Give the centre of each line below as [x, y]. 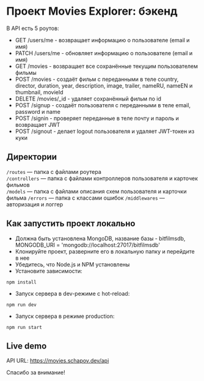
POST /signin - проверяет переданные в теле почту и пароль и [97, 118]
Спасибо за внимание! [36, 372]
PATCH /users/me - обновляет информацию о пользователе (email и [104, 53]
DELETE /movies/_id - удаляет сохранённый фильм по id [88, 99]
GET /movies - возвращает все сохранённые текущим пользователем [107, 66]
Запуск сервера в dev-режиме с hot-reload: [72, 293]
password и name [38, 111]
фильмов [18, 184]
